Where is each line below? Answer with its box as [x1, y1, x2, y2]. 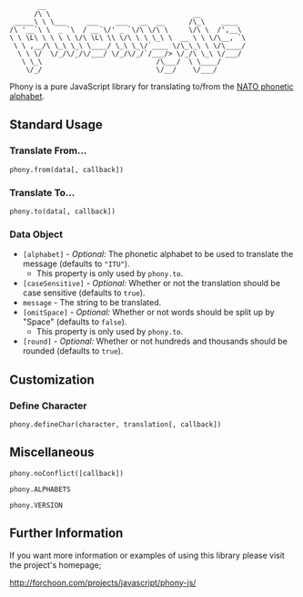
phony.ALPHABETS [9, 485, 71, 494]
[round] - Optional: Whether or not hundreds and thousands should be [22, 335, 288, 347]
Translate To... [9, 186, 76, 199]
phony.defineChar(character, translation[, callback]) [9, 419, 222, 429]
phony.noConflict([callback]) [9, 468, 125, 478]
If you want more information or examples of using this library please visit [9, 550, 285, 561]
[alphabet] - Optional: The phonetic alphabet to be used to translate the [22, 249, 294, 260]
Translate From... [9, 144, 87, 157]
